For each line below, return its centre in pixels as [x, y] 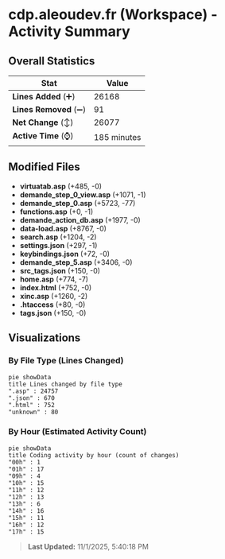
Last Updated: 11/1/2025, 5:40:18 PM [88, 546]
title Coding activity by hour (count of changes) [94, 455]
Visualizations [45, 338]
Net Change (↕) [43, 122]
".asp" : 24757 [33, 391]
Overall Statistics [52, 61]
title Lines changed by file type [66, 384]
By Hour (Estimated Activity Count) [78, 432]
